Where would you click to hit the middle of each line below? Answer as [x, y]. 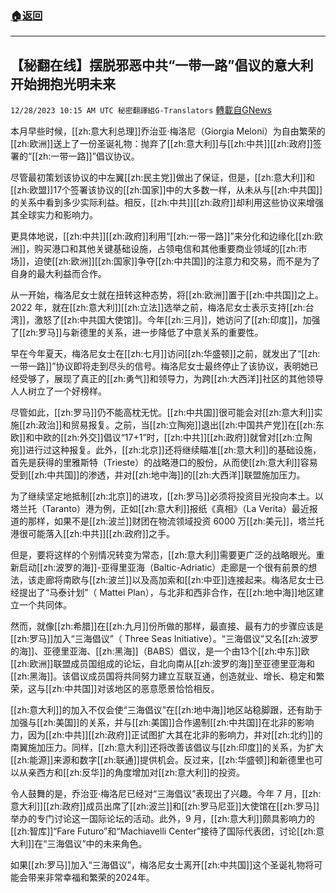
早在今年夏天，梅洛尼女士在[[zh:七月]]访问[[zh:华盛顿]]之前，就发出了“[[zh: [165, 354]
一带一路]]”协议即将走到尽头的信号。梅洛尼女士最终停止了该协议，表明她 [160, 366]
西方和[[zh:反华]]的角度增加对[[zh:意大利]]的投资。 [140, 773]
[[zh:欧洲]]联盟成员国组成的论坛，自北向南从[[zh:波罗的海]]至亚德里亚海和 [162, 664]
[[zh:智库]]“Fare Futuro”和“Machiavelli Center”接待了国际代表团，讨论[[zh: [163, 831]
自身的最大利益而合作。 [58, 274]
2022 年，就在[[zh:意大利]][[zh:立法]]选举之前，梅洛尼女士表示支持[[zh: [158, 308]
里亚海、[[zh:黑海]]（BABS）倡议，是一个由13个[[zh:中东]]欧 [185, 651]
